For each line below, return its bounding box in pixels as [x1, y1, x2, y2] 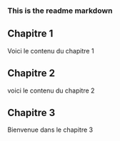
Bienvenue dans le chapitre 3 [7, 125, 94, 134]
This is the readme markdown [7, 6, 113, 16]
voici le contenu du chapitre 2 [7, 86, 95, 95]
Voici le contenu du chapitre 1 [7, 46, 94, 55]
